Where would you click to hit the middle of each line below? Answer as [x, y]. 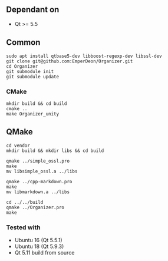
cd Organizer [22, 66]
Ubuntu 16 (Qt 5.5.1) [39, 240]
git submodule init [30, 71]
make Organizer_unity [33, 114]
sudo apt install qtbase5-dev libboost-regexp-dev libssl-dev [84, 56]
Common [23, 43]
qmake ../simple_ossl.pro [38, 161]
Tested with [23, 227]
